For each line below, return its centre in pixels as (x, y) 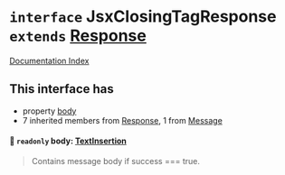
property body (49, 111)
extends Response (78, 36)
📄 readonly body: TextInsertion (68, 141)
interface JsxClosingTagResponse (143, 17)
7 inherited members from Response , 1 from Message (123, 120)
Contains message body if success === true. (116, 161)
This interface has (62, 89)
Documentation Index (49, 60)
